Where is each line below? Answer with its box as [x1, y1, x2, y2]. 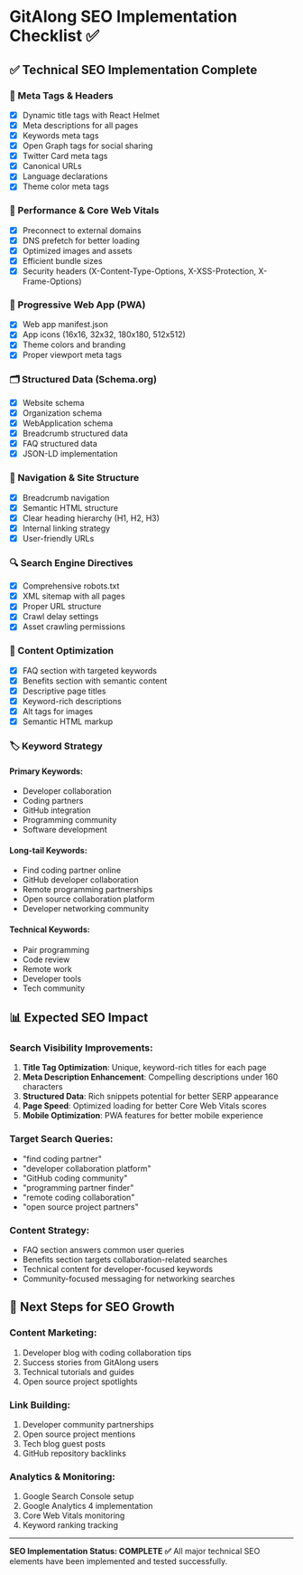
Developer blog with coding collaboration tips [22, 1347, 192, 1358]
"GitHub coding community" [22, 1173, 128, 1184]
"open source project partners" [22, 1201, 139, 1212]
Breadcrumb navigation [22, 492, 110, 503]
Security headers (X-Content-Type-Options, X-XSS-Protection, [22, 265, 257, 277]
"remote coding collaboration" [22, 1192, 135, 1202]
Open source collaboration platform [22, 893, 155, 905]
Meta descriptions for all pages [22, 119, 139, 130]
